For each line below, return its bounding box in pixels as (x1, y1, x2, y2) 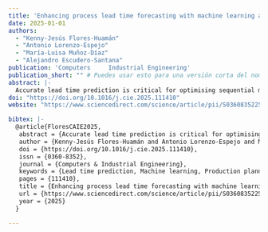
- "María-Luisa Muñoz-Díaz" (15, 49, 109, 57)
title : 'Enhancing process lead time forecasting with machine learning (8, 11, 255, 20)
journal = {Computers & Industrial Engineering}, (18, 160, 187, 168)
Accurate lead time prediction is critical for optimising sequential (15, 86, 255, 94)
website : (8, 101, 37, 109)
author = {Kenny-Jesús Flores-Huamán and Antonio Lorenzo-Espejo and (18, 138, 255, 146)
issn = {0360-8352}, (18, 153, 88, 161)
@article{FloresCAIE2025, (15, 123, 102, 131)
